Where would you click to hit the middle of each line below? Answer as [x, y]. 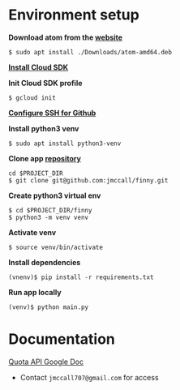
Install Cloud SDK [39, 67]
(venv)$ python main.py [49, 307]
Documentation [62, 339]
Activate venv [32, 232]
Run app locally [35, 292]
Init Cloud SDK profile [45, 83]
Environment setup [74, 15]
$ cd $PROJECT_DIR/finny [50, 210]
